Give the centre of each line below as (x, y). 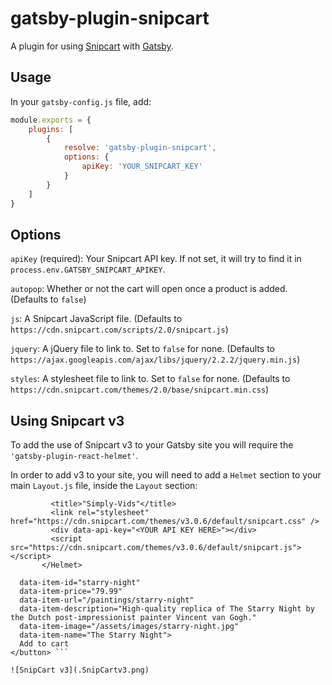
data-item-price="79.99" (71, 592)
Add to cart (44, 644)
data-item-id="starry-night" (80, 583)
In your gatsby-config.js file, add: (81, 101)
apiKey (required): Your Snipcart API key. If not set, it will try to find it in (156, 259)
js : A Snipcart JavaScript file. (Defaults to (96, 319)
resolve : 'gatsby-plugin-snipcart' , (140, 148)
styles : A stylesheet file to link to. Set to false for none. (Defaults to (150, 379)
